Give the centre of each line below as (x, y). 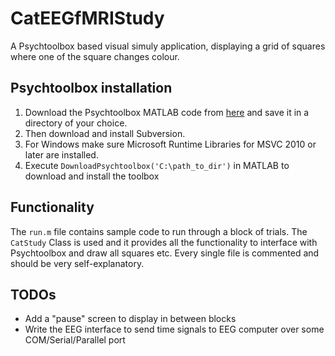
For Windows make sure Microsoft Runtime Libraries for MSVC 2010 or (170, 144)
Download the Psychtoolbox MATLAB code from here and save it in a (167, 112)
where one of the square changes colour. (95, 56)
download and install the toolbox (92, 176)
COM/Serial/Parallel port (75, 340)
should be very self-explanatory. (77, 263)
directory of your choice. (76, 123)
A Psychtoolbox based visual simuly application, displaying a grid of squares (168, 46)
